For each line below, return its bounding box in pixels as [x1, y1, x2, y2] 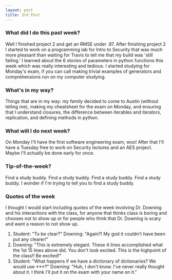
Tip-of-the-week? [5, 163, 51, 170]
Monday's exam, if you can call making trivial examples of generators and [5, 68, 162, 74]
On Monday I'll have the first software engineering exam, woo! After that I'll [5, 139, 164, 145]
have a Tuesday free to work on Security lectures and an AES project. [5, 144, 152, 151]
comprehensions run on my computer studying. [5, 73, 106, 80]
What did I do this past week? [5, 29, 81, 36]
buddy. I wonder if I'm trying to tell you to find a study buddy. [5, 180, 135, 186]
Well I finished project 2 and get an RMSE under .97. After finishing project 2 [5, 41, 166, 47]
